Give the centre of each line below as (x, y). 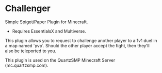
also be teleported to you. (31, 51)
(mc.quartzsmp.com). (27, 65)
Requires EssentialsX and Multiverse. (49, 31)
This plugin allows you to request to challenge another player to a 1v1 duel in (81, 40)
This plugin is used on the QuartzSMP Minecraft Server (60, 60)
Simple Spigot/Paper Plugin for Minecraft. (47, 22)
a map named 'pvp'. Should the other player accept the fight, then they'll (77, 45)
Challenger (28, 8)
